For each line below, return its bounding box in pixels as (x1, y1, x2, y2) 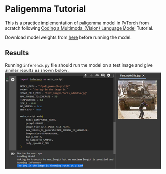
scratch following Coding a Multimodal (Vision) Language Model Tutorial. (5, 25, 154, 31)
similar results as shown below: (5, 67, 69, 73)
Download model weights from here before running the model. (5, 35, 132, 40)
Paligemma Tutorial (5, 3, 86, 15)
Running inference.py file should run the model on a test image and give (5, 62, 153, 68)
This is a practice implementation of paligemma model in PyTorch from (5, 20, 149, 26)
